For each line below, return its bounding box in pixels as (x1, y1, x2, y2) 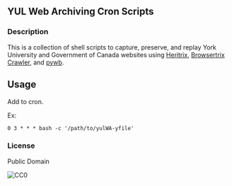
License (7, 141, 35, 151)
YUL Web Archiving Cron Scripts (7, 6, 154, 18)
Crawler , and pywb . (7, 58, 64, 66)
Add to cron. (7, 97, 44, 105)
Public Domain (7, 157, 50, 165)
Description (7, 27, 49, 37)
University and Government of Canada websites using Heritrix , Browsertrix (7, 50, 225, 59)
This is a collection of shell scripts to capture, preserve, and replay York (7, 42, 217, 52)
